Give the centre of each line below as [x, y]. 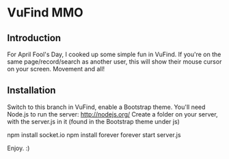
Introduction [34, 38]
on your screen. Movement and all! [56, 69]
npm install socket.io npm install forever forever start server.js [94, 134]
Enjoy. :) [18, 148]
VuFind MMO [45, 13]
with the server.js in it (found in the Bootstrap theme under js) [93, 121]
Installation [31, 90]
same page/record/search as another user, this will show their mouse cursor [114, 62]
